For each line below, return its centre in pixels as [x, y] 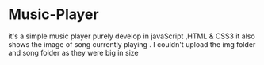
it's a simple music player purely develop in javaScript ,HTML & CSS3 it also [132, 36]
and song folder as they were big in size [73, 52]
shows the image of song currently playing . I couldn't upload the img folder [132, 44]
